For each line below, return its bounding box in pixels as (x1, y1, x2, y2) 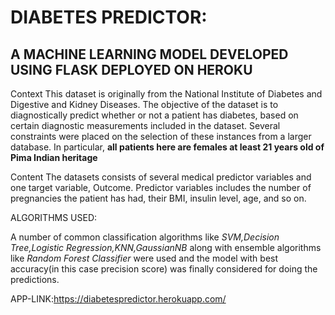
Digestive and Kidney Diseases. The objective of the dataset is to (10, 99, 279, 110)
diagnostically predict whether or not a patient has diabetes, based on (10, 109, 299, 121)
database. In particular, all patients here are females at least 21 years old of (10, 141, 325, 153)
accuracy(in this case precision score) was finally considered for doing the (10, 263, 318, 275)
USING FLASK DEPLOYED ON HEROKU (10, 61, 253, 78)
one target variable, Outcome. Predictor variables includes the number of (10, 182, 312, 193)
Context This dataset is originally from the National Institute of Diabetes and (10, 88, 323, 100)
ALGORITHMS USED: (10, 212, 98, 223)
